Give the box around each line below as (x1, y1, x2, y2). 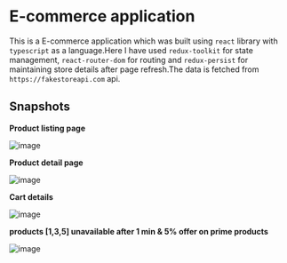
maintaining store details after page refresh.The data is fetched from (9, 64, 259, 75)
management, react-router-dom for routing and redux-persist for (9, 54, 249, 65)
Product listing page (9, 123, 86, 133)
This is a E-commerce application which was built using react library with (9, 36, 278, 46)
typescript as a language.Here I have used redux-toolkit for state (9, 44, 253, 55)
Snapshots (9, 100, 71, 115)
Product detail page (9, 157, 84, 168)
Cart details (9, 191, 53, 202)
